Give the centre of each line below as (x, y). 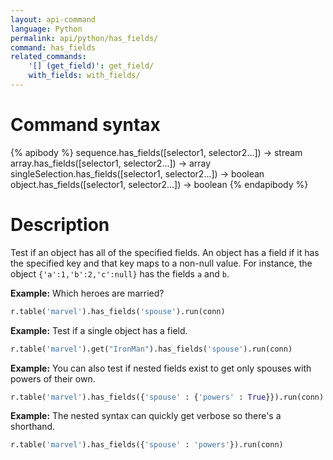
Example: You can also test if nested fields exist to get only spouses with (161, 368)
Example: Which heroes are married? (87, 293)
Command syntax (85, 125)
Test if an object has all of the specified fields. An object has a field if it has (165, 252)
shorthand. (33, 427)
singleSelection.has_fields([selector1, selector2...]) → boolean (137, 173)
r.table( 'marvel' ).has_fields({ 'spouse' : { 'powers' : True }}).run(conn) (167, 397)
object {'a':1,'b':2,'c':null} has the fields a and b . (120, 273)
